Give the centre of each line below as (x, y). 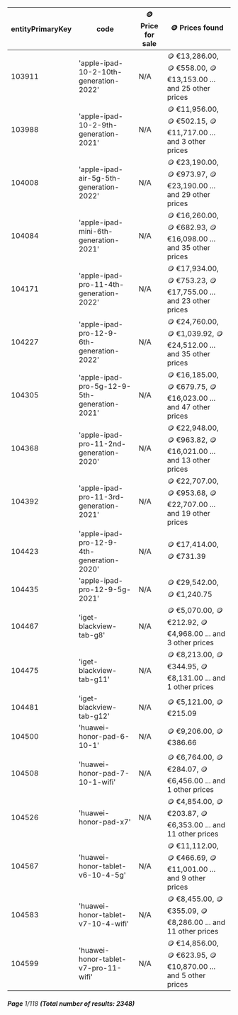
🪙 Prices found (197, 28)
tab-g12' (94, 716)
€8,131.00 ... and (196, 678)
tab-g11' (94, 679)
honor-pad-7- (104, 773)
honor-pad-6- (104, 736)
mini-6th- (96, 231)
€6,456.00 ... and (196, 781)
